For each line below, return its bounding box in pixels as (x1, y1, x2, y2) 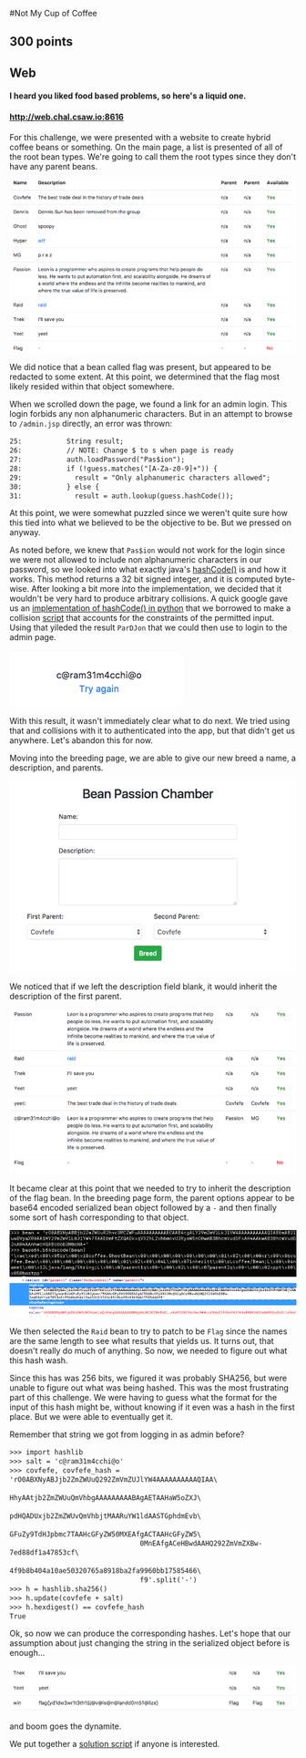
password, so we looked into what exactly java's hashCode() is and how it (9, 564, 287, 575)
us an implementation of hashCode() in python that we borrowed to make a (9, 603, 291, 614)
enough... (9, 1647, 46, 1658)
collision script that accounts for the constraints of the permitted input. (9, 613, 275, 624)
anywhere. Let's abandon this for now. (9, 735, 153, 746)
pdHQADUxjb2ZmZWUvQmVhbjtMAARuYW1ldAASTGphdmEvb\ (9, 1511, 202, 1521)
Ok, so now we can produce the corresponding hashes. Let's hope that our (9, 1628, 291, 1639)
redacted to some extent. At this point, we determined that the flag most (9, 371, 280, 382)
